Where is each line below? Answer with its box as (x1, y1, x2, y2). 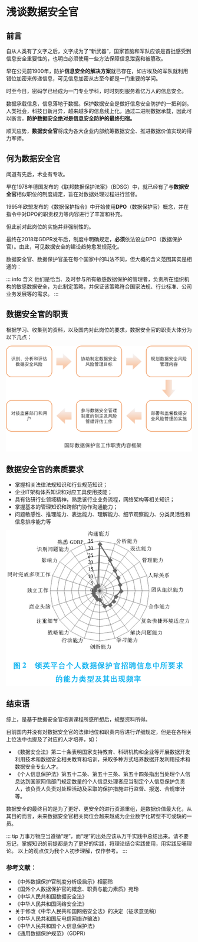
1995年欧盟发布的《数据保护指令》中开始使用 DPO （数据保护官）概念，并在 (6, 203, 189, 210)
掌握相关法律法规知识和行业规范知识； (14, 481, 108, 488)
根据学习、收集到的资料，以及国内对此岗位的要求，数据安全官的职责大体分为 (6, 326, 192, 333)
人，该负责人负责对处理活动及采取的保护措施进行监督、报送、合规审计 (14, 785, 186, 792)
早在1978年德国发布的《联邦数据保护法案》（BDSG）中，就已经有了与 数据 (6, 183, 184, 190)
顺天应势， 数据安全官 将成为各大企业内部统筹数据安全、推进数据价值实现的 (6, 128, 187, 134)
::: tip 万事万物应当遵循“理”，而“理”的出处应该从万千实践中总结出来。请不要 (6, 832, 189, 840)
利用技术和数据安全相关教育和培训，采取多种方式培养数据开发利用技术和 (14, 755, 190, 763)
